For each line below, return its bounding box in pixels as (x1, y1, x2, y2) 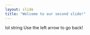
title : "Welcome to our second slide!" (5, 12, 86, 16)
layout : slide (5, 7, 34, 12)
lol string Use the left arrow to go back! (5, 24, 84, 30)
